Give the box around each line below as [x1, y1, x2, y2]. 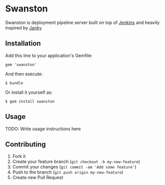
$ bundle [5, 80, 23, 85]
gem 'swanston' [5, 62, 37, 67]
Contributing [5, 140, 46, 149]
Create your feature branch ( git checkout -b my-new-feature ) [12, 159, 140, 165]
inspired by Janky [5, 24, 42, 30]
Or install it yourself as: [5, 89, 52, 95]
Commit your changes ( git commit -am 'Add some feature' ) [12, 164, 136, 170]
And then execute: [5, 71, 43, 77]
